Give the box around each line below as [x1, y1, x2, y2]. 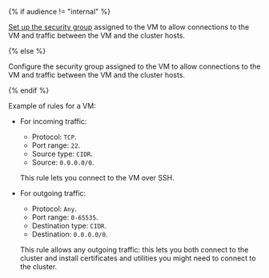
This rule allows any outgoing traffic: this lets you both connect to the [19, 245, 249, 254]
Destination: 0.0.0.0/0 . [31, 229, 108, 239]
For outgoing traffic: [19, 189, 86, 198]
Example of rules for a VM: [8, 101, 96, 110]
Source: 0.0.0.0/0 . [31, 157, 94, 167]
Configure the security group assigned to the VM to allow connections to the [8, 62, 261, 71]
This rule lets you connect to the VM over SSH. [19, 173, 175, 182]
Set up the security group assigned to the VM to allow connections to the [8, 22, 250, 31]
